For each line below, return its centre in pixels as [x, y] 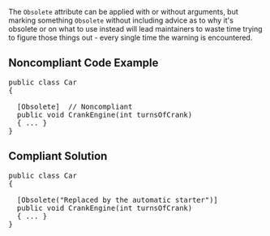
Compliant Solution [58, 156]
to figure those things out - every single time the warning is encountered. [131, 37]
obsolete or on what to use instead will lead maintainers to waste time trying [135, 29]
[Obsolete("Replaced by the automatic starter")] [118, 200]
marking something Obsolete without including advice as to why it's [121, 20]
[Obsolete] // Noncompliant [75, 106]
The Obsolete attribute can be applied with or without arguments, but [124, 12]
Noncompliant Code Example [84, 63]
